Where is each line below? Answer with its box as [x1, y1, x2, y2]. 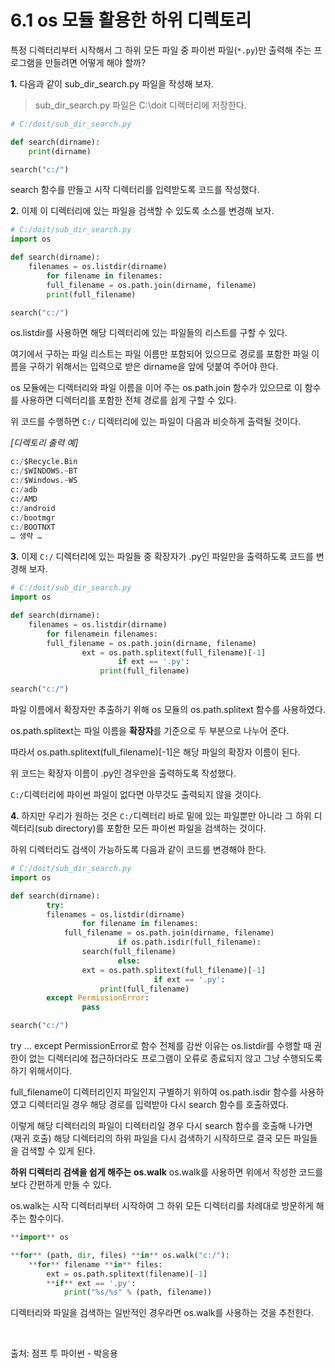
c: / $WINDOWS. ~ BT [10, 466, 78, 476]
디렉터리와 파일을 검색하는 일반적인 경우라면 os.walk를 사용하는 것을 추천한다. [10, 1307, 315, 1319]
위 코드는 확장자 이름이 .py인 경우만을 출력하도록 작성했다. [10, 767, 237, 780]
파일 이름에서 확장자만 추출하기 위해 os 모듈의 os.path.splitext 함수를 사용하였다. [10, 704, 326, 716]
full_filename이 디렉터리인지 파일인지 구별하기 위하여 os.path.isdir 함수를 [10, 1086, 298, 1098]
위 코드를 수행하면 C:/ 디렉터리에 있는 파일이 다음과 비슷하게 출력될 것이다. [10, 416, 302, 428]
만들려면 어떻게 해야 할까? [44, 56, 147, 68]
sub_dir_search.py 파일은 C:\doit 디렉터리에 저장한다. [34, 99, 247, 111]
